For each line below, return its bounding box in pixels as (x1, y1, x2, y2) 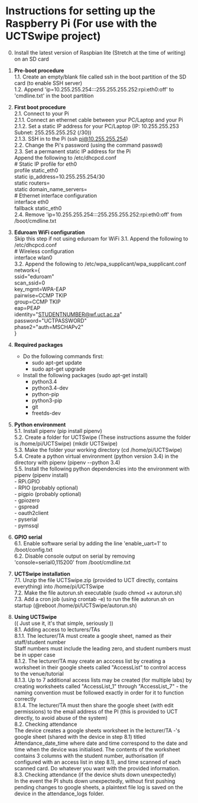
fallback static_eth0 (14, 204, 62, 211)
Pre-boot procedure (14, 67, 64, 74)
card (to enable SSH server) (14, 79, 83, 87)
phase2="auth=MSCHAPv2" (14, 323, 84, 330)
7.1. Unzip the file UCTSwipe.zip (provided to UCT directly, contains (14, 576, 178, 583)
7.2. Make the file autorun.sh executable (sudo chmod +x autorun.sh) (14, 589, 183, 596)
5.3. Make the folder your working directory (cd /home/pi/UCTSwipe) (14, 446, 183, 453)
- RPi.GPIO (14, 478, 40, 485)
